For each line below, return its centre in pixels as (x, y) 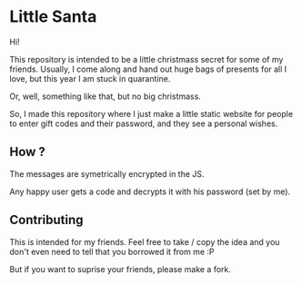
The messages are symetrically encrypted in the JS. (107, 173)
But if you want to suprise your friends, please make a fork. (121, 269)
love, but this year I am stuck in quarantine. (90, 78)
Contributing (46, 220)
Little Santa (53, 17)
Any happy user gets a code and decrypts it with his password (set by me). (150, 191)
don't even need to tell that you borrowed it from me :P (112, 251)
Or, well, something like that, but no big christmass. (106, 96)
